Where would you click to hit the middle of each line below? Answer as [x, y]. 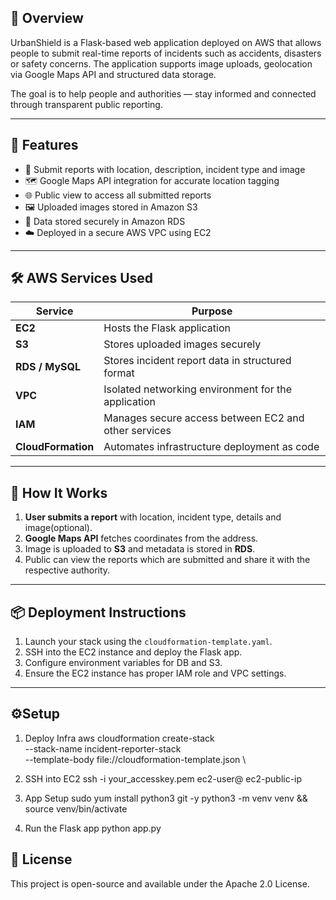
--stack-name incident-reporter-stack [103, 748]
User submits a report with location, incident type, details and [153, 517]
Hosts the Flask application [167, 328]
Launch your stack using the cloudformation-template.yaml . [148, 642]
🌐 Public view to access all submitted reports [118, 195]
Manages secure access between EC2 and [204, 418]
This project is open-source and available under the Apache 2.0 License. [160, 883]
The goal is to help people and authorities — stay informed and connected [163, 93]
